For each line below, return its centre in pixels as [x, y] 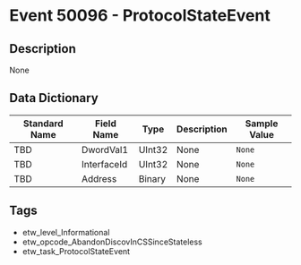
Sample [262, 124]
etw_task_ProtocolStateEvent [76, 251]
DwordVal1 [104, 150]
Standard [43, 124]
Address [99, 178]
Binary [152, 178]
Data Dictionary [54, 98]
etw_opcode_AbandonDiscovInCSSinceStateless [112, 242]
